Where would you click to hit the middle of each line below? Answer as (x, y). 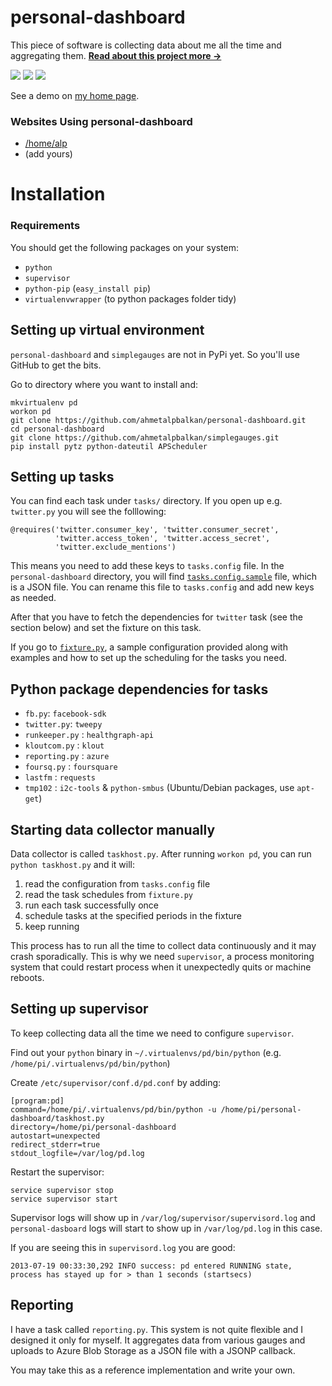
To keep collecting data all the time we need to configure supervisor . (152, 1033)
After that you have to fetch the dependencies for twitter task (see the (156, 617)
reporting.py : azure (67, 756)
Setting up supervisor (79, 1009)
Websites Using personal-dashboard (101, 121)
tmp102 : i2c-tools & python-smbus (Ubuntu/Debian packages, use (159, 788)
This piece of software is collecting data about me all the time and (146, 45)
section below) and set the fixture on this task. (106, 628)
